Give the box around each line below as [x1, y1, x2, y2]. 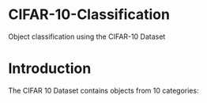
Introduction [8, 59, 92, 78]
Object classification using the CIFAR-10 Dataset [8, 32, 166, 41]
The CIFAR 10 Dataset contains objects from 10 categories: [8, 86, 199, 95]
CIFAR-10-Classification [8, 6, 170, 24]
